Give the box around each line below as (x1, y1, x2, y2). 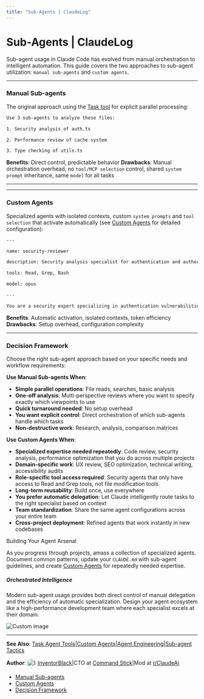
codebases (15, 525, 44, 533)
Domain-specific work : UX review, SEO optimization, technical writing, (15, 461, 193, 468)
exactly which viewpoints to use (15, 399, 95, 406)
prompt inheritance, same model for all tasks (6, 172, 114, 179)
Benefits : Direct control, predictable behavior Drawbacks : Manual (6, 159, 172, 166)
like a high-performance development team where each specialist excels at (6, 605, 194, 612)
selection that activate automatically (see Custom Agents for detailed (6, 219, 181, 226)
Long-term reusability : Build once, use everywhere (15, 487, 144, 494)
